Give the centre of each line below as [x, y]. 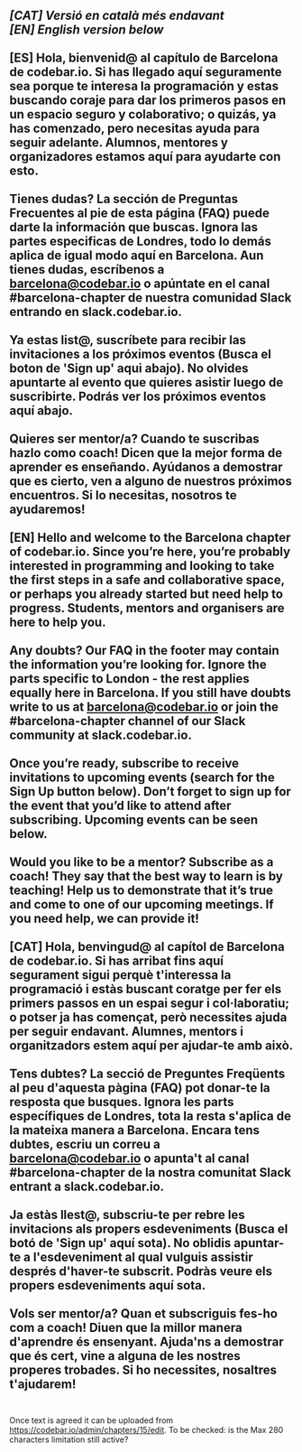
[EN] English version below [87, 30]
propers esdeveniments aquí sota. [108, 1285]
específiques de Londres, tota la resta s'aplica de [150, 1117]
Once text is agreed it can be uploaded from [92, 1420]
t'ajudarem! [43, 1385]
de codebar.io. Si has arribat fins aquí [116, 961]
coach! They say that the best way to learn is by [146, 876]
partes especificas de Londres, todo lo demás [141, 242]
